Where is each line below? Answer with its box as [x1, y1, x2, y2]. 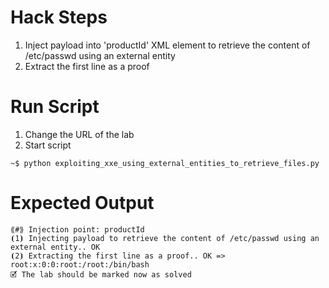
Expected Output [10, 192, 155, 215]
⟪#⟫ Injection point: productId [10, 224, 145, 235]
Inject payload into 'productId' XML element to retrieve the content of [24, 39, 311, 51]
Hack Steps [10, 6, 108, 29]
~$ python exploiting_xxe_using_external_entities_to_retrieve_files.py [10, 158, 320, 168]
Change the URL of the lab [24, 128, 135, 140]
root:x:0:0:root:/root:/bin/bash [10, 259, 150, 270]
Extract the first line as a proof [24, 60, 150, 72]
